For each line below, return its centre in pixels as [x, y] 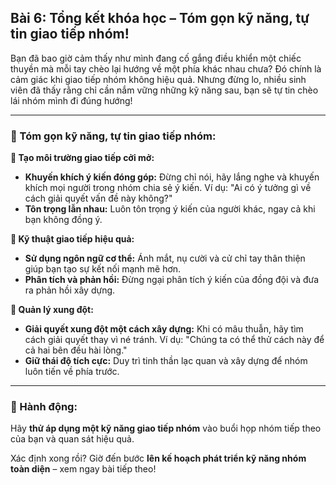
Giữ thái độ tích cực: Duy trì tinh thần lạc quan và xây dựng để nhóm [166, 361]
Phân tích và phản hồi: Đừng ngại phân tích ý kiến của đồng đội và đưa [172, 280]
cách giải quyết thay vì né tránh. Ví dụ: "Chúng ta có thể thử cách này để [174, 340]
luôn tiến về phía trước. [72, 372]
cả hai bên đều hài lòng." [76, 350]
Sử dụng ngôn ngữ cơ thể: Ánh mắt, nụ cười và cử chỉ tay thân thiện [165, 258]
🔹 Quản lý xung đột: [52, 310]
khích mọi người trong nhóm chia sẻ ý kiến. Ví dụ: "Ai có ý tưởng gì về [168, 188]
